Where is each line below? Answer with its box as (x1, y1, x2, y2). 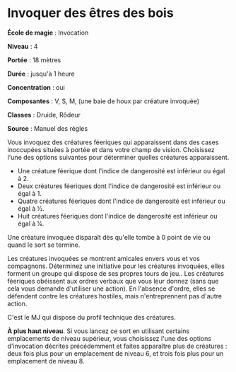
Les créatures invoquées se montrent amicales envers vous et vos (7, 254, 200, 262)
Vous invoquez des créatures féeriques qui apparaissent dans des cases (7, 138, 219, 146)
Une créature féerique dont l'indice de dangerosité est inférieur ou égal (17, 166, 225, 175)
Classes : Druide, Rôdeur (7, 110, 81, 119)
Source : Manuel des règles (7, 124, 88, 132)
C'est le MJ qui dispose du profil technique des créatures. (7, 313, 177, 321)
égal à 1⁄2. (17, 204, 45, 213)
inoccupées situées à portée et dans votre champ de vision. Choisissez (7, 145, 216, 153)
